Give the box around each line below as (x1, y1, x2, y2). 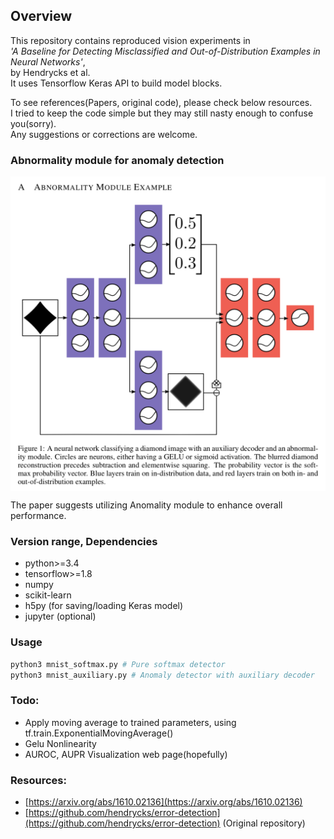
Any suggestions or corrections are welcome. (10, 128, 198, 140)
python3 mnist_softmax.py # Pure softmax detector (10, 659, 226, 669)
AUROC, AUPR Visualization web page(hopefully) (24, 748, 228, 760)
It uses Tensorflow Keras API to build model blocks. (10, 77, 223, 89)
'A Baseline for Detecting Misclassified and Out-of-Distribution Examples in (10, 45, 321, 57)
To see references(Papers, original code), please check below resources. (10, 96, 313, 108)
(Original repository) (222, 817, 306, 829)
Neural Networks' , (10, 55, 86, 68)
